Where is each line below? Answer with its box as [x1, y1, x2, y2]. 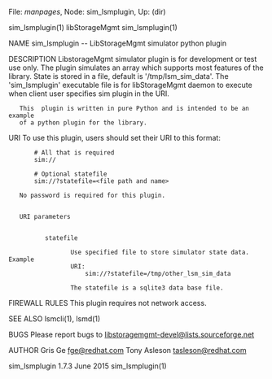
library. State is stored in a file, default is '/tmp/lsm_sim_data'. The [8, 72, 230, 81]
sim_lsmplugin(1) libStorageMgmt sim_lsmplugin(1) [8, 23, 178, 32]
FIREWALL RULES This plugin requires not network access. [8, 298, 207, 307]
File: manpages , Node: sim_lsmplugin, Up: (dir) [8, 7, 166, 16]
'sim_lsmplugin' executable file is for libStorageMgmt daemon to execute [8, 81, 252, 89]
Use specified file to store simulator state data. [70, 248, 250, 256]
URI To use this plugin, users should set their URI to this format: [8, 133, 222, 142]
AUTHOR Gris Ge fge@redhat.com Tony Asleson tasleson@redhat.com [8, 346, 247, 355]
